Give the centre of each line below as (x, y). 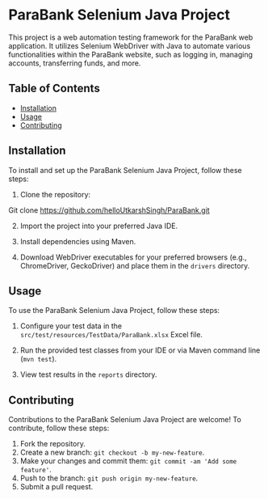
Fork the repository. (53, 444)
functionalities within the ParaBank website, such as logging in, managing (130, 54)
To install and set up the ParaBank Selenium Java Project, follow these (125, 170)
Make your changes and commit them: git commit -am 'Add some (128, 461)
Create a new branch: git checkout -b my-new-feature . (112, 452)
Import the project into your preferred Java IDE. (99, 226)
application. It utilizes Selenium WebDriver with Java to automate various (130, 45)
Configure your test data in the (71, 326)
